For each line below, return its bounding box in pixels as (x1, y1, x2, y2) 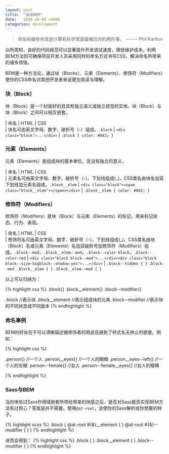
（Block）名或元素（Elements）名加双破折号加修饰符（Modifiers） (5, 243, 145, 249)
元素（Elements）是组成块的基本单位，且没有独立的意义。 (5, 158, 126, 164)
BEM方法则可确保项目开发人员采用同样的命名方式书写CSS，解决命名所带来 (5, 53, 161, 59)
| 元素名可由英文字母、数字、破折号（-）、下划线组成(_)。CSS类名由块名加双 (5, 175, 164, 181)
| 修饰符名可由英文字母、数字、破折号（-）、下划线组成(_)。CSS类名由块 (5, 236, 155, 243)
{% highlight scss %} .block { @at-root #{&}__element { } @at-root (5, 421, 144, 428)
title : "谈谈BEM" (5, 12, 43, 17)
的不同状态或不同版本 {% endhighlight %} (5, 303, 92, 309)
